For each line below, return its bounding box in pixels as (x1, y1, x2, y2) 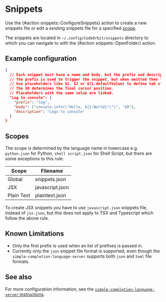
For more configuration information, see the (5, 286, 94, 292)
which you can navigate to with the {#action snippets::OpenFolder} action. (5, 40, 157, 46)
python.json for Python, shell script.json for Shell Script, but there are (5, 150, 152, 157)
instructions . (19, 291, 45, 297)
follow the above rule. (5, 215, 49, 221)
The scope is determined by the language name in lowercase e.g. (5, 145, 138, 151)
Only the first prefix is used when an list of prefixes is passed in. (12, 242, 143, 248)
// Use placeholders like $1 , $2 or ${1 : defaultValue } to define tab (9, 81, 156, 86)
